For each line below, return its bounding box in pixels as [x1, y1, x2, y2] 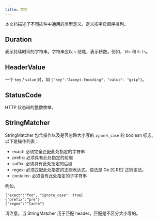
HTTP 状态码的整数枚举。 [5, 105, 56, 110]
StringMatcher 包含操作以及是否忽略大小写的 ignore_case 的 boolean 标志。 [5, 132, 156, 138]
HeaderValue [5, 63, 46, 71]
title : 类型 [5, 7, 28, 12]
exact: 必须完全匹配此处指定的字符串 [12, 148, 85, 154]
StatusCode [5, 91, 42, 99]
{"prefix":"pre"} [5, 197, 40, 202]
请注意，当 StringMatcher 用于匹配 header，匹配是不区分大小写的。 [5, 210, 141, 216]
